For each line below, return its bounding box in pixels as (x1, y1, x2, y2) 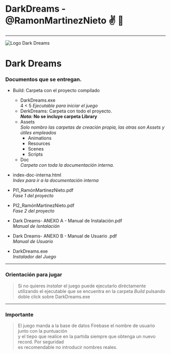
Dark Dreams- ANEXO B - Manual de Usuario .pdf (12, 233, 117, 239)
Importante (5, 311, 34, 318)
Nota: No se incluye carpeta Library (20, 113, 98, 120)
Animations (27, 135, 52, 141)
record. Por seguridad (17, 339, 64, 345)
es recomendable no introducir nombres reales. (17, 344, 118, 350)
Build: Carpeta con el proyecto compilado (12, 87, 100, 94)
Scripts (27, 151, 43, 158)
